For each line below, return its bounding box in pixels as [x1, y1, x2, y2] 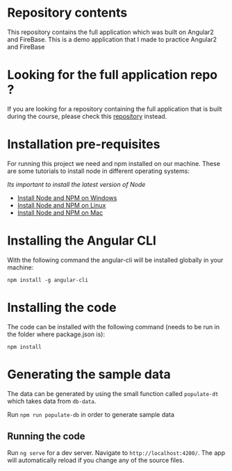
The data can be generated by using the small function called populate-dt [7, 389, 219, 397]
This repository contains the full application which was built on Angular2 [7, 28, 214, 36]
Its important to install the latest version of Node [7, 180, 146, 188]
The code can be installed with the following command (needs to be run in [7, 322, 220, 331]
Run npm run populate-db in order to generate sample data [7, 410, 175, 418]
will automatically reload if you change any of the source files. [7, 456, 185, 465]
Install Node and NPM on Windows [17, 193, 117, 202]
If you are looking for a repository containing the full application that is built [7, 104, 222, 113]
